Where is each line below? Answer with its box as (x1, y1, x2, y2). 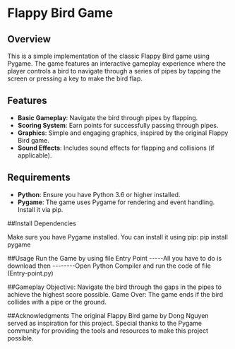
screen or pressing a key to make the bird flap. (7, 74, 143, 83)
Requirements (7, 172, 71, 184)
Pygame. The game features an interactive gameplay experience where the (7, 59, 226, 68)
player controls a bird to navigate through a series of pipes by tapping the (7, 67, 221, 75)
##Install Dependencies (7, 219, 76, 227)
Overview (7, 33, 52, 45)
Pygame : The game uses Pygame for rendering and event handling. (17, 198, 215, 206)
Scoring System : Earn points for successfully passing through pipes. (17, 121, 219, 129)
